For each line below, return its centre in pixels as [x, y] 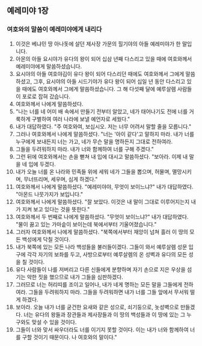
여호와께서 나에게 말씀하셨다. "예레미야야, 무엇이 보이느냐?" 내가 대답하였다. [104, 187]
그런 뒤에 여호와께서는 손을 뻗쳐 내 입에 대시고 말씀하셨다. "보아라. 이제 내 [102, 156]
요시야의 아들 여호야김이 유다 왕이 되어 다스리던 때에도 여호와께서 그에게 [100, 73]
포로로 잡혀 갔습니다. [46, 96]
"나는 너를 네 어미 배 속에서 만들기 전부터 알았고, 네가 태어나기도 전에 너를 [102, 111]
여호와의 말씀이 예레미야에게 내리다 [54, 29]
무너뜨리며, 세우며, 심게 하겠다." [61, 179]
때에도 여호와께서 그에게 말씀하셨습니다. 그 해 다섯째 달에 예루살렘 [99, 88]
